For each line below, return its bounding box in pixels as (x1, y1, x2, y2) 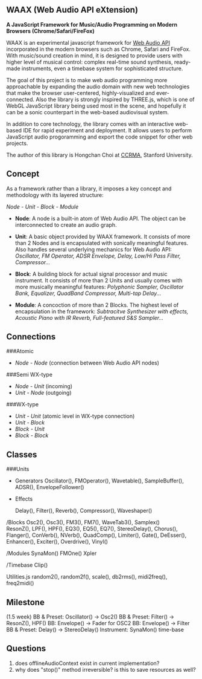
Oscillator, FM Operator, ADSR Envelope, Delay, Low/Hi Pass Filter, (14, 252, 181, 259)
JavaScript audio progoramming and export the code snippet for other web (6, 133, 193, 140)
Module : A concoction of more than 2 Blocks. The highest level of (14, 301, 179, 308)
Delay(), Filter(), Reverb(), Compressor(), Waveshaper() (14, 507, 153, 515)
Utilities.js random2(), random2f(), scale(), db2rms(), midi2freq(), (6, 573, 168, 580)
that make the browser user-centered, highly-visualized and (6, 89, 155, 96)
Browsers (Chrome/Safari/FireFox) (6, 27, 95, 34)
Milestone (6, 597, 45, 607)
